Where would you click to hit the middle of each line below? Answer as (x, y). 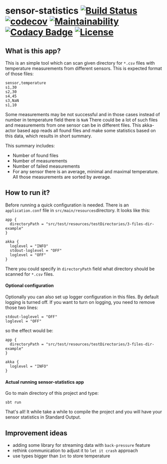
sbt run (13, 402)
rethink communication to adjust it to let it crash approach (75, 451)
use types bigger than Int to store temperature (61, 456)
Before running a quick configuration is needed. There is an (67, 205)
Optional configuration (30, 286)
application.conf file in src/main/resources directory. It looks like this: (78, 210)
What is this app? (33, 51)
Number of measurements (40, 161)
